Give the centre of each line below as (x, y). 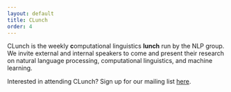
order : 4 (20, 26)
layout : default (31, 13)
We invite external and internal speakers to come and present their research (115, 53)
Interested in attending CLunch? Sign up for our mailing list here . (99, 82)
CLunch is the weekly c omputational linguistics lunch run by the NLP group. (116, 46)
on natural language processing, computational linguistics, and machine (110, 61)
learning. (20, 68)
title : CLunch (28, 20)
